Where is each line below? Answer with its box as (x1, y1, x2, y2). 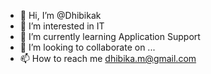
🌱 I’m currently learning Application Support (19, 31, 201, 42)
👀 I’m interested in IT (19, 20, 105, 32)
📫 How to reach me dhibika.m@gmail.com (19, 53, 197, 64)
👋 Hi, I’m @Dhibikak (19, 10, 102, 21)
